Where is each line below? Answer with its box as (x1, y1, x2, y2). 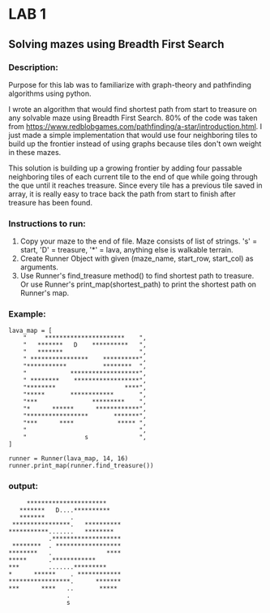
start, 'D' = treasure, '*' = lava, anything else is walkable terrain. (19, 245, 234, 255)
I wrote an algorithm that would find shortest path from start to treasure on (8, 104, 257, 114)
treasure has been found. (8, 197, 93, 207)
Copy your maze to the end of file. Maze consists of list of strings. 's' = (19, 236, 258, 246)
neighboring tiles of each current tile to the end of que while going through (8, 171, 258, 181)
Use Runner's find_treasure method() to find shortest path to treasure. (19, 271, 255, 281)
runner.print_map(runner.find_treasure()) (8, 462, 154, 470)
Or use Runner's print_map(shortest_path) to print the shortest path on (19, 279, 257, 289)
